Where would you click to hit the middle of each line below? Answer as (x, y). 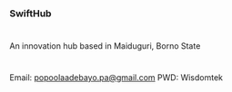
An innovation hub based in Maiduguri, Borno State (105, 46)
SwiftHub (30, 14)
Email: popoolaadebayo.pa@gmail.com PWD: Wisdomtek (116, 78)
